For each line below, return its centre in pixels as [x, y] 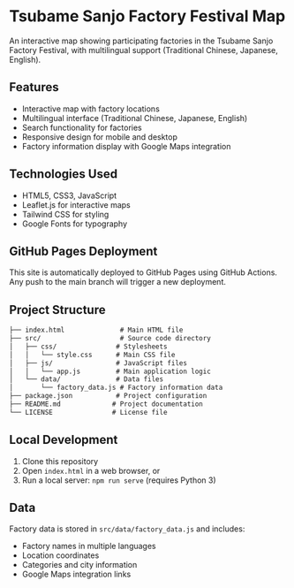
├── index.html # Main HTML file [96, 330]
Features [34, 87]
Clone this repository [60, 461]
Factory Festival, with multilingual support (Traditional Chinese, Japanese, [143, 50]
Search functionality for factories [82, 127]
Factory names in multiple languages [89, 546]
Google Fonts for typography [75, 224]
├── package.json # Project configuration [108, 396]
